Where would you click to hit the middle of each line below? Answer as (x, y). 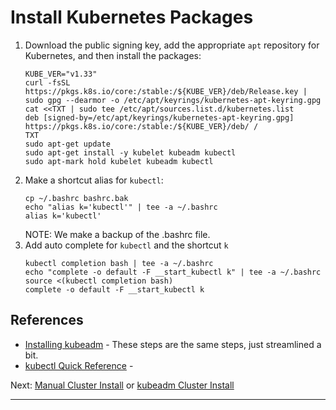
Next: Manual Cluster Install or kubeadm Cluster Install (122, 385)
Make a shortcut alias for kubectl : (94, 180)
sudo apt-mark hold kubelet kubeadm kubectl (119, 161)
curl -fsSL (47, 82)
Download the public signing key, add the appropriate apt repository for (172, 45)
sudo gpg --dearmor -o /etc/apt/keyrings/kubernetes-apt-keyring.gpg (173, 100)
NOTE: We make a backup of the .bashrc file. (117, 234)
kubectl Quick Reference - (79, 365)
